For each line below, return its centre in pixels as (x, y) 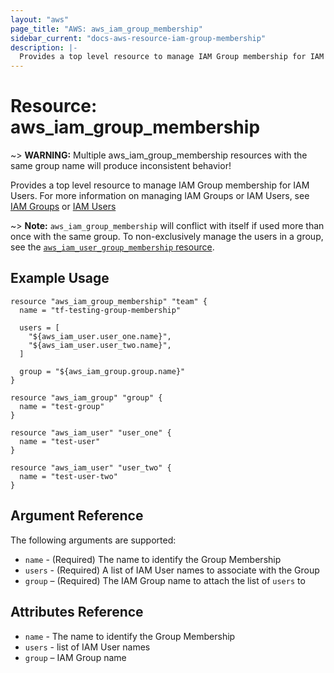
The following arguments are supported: (93, 540)
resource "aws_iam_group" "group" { (86, 397)
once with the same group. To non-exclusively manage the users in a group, (167, 237)
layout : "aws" (40, 19)
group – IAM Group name (75, 657)
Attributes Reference (77, 612)
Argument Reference (77, 516)
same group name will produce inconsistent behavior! (121, 166)
